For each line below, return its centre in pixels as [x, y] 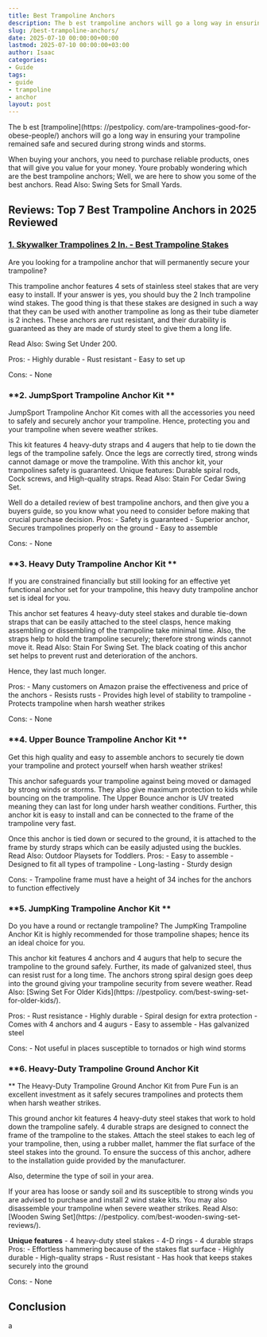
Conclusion [37, 1306]
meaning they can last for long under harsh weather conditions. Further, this [133, 806]
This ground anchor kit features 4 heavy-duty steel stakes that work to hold [132, 1118]
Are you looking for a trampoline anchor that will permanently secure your [129, 262]
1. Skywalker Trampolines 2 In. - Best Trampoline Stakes [118, 245]
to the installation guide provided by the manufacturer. [97, 1161]
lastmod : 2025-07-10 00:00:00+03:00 [69, 45]
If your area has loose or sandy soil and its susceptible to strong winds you [131, 1191]
